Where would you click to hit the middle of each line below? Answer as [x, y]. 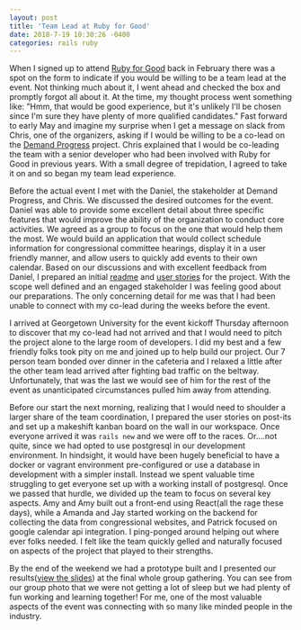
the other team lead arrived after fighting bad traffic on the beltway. [134, 371]
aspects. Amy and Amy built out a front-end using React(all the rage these [146, 503]
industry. [26, 616]
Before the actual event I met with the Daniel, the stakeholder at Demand [144, 191]
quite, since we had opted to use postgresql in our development [127, 445]
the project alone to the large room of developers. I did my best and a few [145, 342]
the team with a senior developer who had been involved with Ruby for [140, 155]
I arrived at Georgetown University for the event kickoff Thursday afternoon [149, 323]
